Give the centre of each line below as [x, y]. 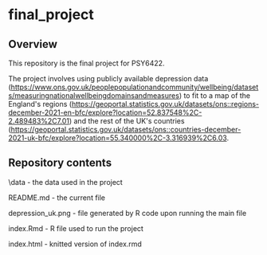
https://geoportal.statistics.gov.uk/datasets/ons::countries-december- [126, 129]
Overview [33, 44]
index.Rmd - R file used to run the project [76, 228]
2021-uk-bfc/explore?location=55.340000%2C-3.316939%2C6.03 [118, 138]
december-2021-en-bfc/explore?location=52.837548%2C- [105, 112]
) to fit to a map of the [215, 96]
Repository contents [60, 163]
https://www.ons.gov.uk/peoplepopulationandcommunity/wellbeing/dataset [135, 87]
